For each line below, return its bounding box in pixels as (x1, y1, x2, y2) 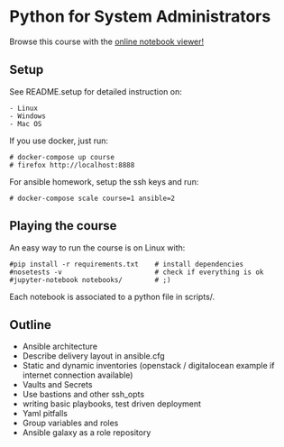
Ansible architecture (22, 341, 97, 352)
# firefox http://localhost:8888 (9, 160, 135, 169)
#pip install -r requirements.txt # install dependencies (9, 260, 244, 269)
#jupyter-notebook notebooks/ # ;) (9, 275, 171, 285)
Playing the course (9, 218, 117, 233)
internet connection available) (22, 369, 133, 380)
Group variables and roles (22, 417, 119, 429)
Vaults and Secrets (22, 379, 93, 390)
